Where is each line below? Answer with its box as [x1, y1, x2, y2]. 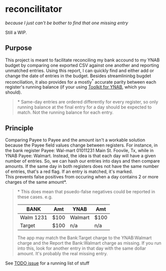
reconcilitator [5, 3, 62, 15]
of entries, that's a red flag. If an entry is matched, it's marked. [5, 168, 133, 174]
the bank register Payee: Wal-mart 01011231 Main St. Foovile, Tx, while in [5, 148, 154, 154]
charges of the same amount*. [5, 179, 67, 185]
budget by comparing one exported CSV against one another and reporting [5, 62, 159, 68]
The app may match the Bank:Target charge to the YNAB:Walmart [17, 235, 152, 241]
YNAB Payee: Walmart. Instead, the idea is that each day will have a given [5, 153, 156, 159]
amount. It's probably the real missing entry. [17, 251, 108, 257]
